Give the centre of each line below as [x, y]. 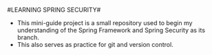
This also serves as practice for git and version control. [95, 44]
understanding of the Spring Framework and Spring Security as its [111, 30]
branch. [28, 37]
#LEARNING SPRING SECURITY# [54, 10]
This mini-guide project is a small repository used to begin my [105, 23]
